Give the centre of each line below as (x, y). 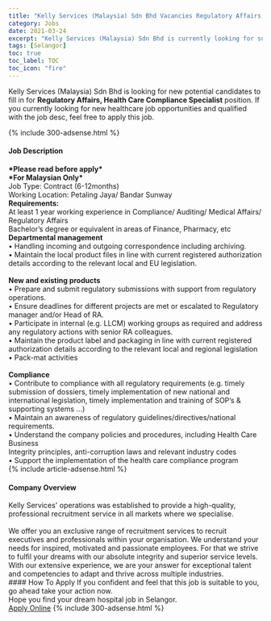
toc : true (25, 53)
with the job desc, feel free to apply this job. (81, 117)
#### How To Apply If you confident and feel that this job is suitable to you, (134, 582)
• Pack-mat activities (43, 357)
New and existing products (54, 280)
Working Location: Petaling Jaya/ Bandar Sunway (90, 194)
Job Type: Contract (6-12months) (64, 185)
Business (23, 443)
